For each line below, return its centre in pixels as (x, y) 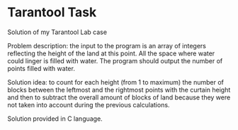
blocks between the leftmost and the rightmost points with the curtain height (119, 90)
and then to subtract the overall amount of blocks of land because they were (119, 97)
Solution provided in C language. (55, 119)
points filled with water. (41, 68)
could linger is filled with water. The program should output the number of (115, 60)
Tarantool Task (52, 12)
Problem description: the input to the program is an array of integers (107, 45)
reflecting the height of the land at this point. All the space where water (111, 53)
